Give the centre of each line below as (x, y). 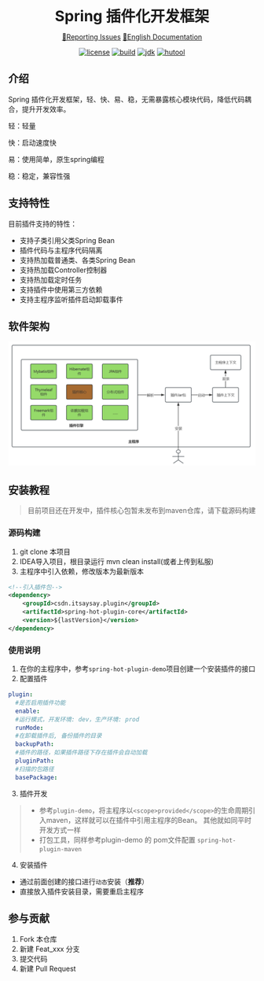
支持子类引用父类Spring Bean (67, 240)
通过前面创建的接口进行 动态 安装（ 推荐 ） (84, 881)
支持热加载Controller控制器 (63, 270)
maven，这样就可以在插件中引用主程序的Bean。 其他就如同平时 (149, 820)
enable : (28, 711)
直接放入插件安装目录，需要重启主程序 (81, 891)
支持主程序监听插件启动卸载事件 (71, 299)
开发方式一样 (60, 830)
